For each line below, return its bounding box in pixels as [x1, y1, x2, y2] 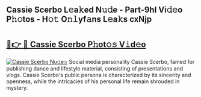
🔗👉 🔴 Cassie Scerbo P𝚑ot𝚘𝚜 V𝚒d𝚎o [6, 39, 146, 49]
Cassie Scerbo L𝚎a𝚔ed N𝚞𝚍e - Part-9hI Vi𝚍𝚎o [6, 5, 183, 15]
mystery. [6, 84, 28, 91]
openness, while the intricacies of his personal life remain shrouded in [6, 78, 180, 85]
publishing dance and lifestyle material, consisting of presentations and [6, 65, 184, 72]
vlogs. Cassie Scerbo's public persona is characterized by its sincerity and [6, 72, 191, 78]
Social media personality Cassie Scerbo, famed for [69, 58, 195, 65]
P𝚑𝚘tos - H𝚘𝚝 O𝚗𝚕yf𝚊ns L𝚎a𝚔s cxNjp [6, 14, 152, 25]
